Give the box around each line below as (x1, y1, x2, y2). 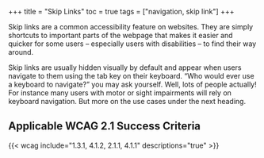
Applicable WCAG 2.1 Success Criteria (8, 119, 201, 133)
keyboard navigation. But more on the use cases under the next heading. (8, 97, 247, 106)
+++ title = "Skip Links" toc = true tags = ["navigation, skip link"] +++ (8, 7, 235, 16)
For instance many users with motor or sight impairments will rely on (8, 88, 232, 98)
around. (8, 48, 34, 56)
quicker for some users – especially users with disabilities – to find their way (8, 39, 257, 48)
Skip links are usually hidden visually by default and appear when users (8, 63, 242, 72)
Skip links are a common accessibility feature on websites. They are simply (8, 22, 254, 31)
